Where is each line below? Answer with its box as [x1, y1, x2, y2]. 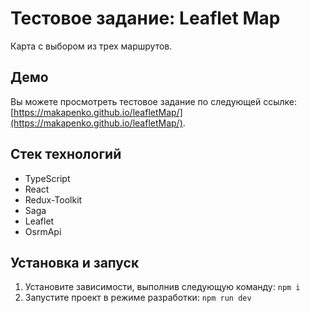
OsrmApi [24, 225, 62, 237]
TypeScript [24, 172, 71, 184]
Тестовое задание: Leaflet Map [10, 7, 281, 30]
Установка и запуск [10, 254, 140, 271]
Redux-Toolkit [24, 193, 83, 206]
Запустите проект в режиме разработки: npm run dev [24, 292, 252, 304]
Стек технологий [10, 146, 122, 163]
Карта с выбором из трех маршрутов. [10, 40, 173, 52]
